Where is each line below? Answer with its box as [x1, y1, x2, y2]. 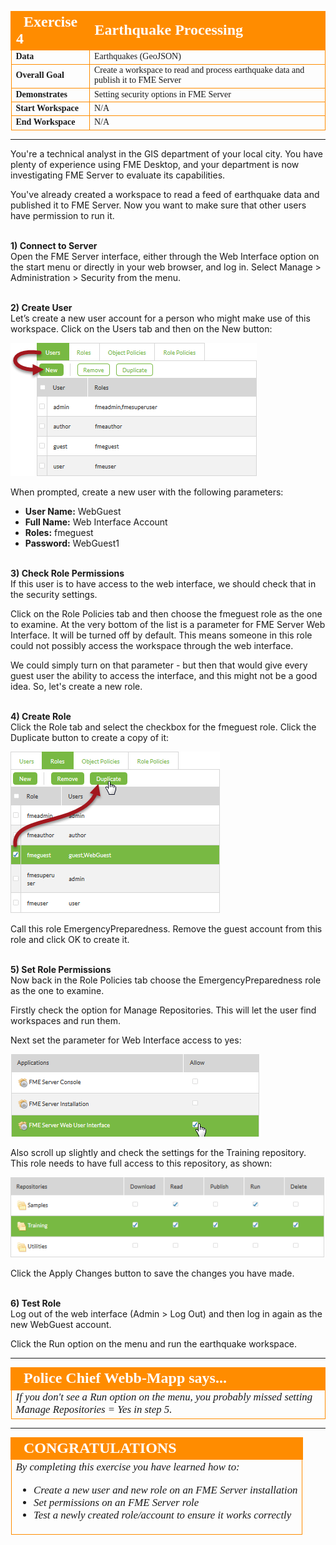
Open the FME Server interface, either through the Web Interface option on [10, 250, 320, 262]
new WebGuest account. [10, 1319, 112, 1331]
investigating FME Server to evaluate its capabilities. [10, 169, 226, 181]
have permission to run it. [10, 209, 115, 221]
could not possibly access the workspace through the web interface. [10, 639, 294, 651]
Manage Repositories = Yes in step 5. [15, 1403, 173, 1416]
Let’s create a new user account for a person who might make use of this [10, 312, 311, 324]
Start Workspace [15, 102, 79, 113]
